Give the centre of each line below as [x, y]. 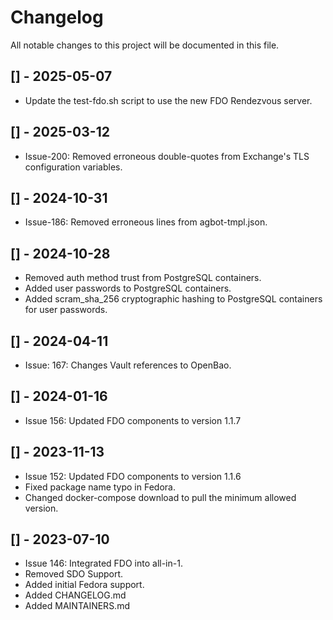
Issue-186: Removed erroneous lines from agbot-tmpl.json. [146, 222]
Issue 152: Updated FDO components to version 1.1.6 [133, 476]
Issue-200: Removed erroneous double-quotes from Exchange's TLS [167, 156]
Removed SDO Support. [74, 574]
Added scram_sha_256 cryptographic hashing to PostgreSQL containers [173, 299]
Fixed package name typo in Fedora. [100, 487]
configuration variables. [73, 167]
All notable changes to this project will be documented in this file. [145, 45]
